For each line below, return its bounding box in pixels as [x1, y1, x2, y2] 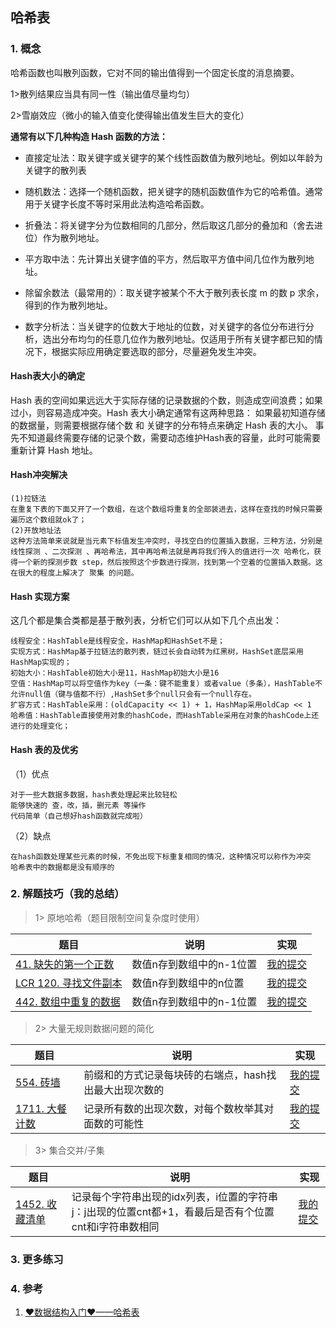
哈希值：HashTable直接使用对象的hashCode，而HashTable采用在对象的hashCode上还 [10, 711, 320, 721]
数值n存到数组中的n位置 [131, 976, 245, 990]
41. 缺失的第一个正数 [15, 957, 115, 971]
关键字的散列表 [24, 164, 87, 176]
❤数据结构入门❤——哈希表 [24, 1306, 140, 1318]
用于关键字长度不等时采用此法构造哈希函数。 [24, 198, 210, 210]
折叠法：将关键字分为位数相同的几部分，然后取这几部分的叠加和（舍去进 [24, 219, 323, 231]
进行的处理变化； [10, 721, 71, 732]
